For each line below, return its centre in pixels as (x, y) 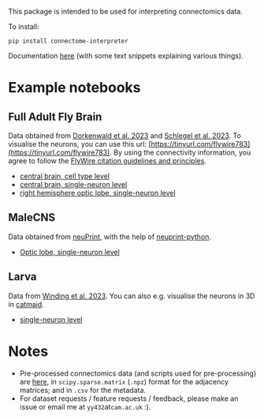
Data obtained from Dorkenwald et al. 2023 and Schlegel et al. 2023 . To (125, 136)
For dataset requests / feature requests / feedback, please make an (129, 398)
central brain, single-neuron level (73, 184)
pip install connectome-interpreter (68, 41)
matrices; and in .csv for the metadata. (83, 390)
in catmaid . (26, 304)
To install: (24, 26)
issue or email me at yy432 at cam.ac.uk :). (85, 406)
